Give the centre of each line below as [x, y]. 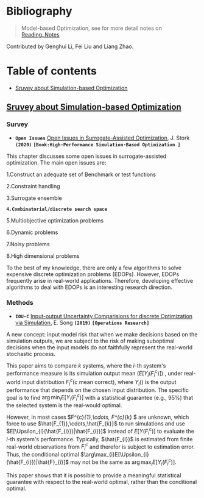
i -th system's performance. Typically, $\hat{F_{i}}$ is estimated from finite [100, 439]
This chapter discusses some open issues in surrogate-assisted [86, 156]
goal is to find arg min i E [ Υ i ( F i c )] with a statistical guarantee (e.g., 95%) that [100, 398]
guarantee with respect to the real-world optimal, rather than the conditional [102, 482]
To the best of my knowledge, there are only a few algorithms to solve [94, 268]
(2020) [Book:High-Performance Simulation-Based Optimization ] [98, 144]
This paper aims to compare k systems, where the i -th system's [86, 365]
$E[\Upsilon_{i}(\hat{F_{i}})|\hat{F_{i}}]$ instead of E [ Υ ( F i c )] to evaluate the [100, 432]
